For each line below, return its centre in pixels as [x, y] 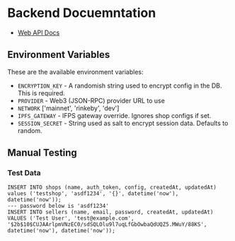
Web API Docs [39, 33]
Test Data [24, 173]
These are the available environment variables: [75, 71]
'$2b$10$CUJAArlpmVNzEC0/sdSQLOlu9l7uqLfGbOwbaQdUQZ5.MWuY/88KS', [107, 225]
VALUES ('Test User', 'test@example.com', [71, 218]
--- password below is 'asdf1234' [58, 206]
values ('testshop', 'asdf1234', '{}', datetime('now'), [93, 194]
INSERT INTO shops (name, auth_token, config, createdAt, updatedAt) [112, 188]
